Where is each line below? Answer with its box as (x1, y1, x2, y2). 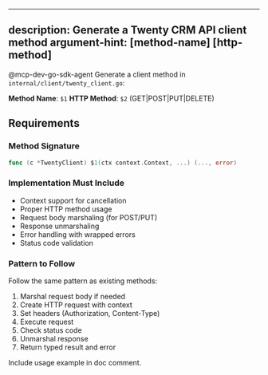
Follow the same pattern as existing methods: (8, 276, 158, 286)
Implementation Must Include (8, 177, 125, 188)
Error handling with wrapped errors (19, 229, 136, 239)
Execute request (19, 317, 74, 326)
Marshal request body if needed (19, 291, 126, 301)
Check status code (19, 325, 82, 335)
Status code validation (19, 238, 94, 247)
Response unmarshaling (19, 221, 100, 231)
